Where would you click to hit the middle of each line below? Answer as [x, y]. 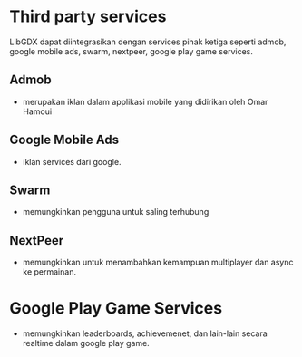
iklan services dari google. [72, 161]
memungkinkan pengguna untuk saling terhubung [116, 212]
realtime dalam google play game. [86, 343]
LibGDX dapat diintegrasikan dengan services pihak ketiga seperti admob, [148, 42]
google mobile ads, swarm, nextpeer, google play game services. [132, 51]
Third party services [88, 17]
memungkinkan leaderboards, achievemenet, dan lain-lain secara [145, 333]
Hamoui [37, 111]
